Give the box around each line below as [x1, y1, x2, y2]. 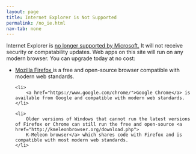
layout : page [6, 8, 39, 15]
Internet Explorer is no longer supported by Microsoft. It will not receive [6, 42, 183, 49]
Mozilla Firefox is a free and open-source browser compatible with [14, 67, 180, 74]
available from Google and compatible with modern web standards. [14, 95, 185, 101]
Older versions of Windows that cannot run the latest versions [26, 116, 191, 122]
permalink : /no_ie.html [6, 20, 66, 26]
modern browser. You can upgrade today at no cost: [6, 55, 135, 62]
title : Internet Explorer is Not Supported [6, 14, 117, 20]
